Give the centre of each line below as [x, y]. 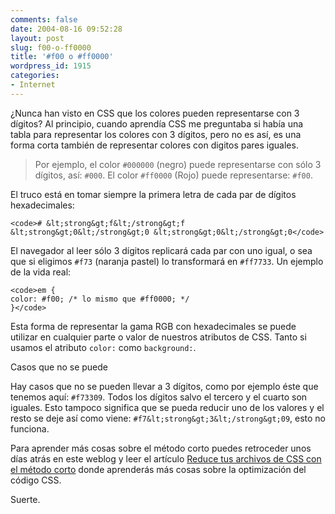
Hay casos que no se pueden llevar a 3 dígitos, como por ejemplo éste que [164, 386]
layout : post [37, 38]
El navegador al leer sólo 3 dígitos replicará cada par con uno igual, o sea [161, 250]
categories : [35, 76]
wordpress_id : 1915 [51, 66]
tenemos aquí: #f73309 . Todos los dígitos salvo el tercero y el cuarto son [159, 397]
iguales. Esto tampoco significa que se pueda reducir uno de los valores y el [167, 407]
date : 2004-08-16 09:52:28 [66, 29]
